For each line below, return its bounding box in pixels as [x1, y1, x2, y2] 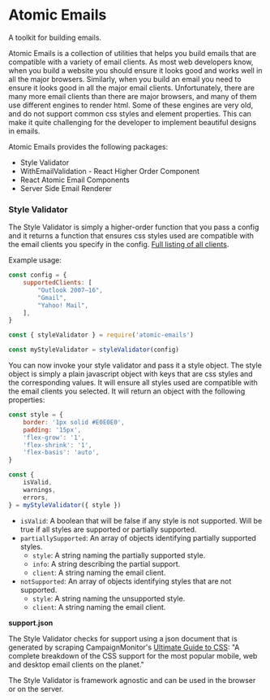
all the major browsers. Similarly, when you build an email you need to [8, 74, 242, 84]
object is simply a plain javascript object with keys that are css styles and [8, 369, 253, 379]
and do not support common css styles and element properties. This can [8, 108, 251, 119]
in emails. [8, 126, 41, 136]
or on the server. [8, 684, 64, 693]
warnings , [23, 485, 57, 493]
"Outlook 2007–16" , [37, 286, 104, 294]
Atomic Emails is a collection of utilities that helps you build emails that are [8, 48, 257, 58]
